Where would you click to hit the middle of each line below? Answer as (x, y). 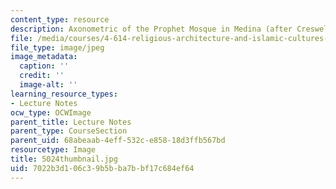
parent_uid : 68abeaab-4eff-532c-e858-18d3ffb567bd (118, 141)
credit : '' (42, 76)
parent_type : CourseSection (69, 131)
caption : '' (44, 66)
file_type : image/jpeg (57, 47)
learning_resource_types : (64, 94)
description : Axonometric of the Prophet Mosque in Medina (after (151, 29)
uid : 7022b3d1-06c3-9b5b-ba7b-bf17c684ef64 (102, 168)
